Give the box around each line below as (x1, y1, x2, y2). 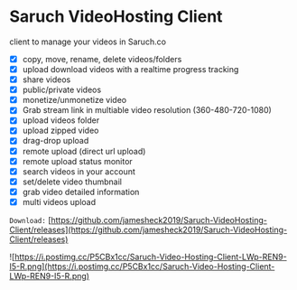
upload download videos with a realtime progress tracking (22, 64, 239, 74)
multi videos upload (22, 196, 97, 207)
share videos (22, 74, 71, 85)
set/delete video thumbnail (22, 176, 122, 187)
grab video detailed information (22, 186, 140, 197)
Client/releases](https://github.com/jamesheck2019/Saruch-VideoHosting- (9, 224, 287, 235)
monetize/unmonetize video (22, 95, 127, 106)
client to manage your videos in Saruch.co (9, 36, 167, 47)
